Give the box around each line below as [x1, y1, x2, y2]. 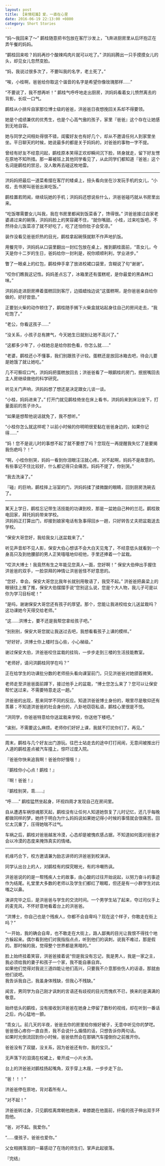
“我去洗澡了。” [5, 474, 33, 480]
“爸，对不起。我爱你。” [5, 1124, 50, 1130]
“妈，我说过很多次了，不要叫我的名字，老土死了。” [5, 69, 106, 75]
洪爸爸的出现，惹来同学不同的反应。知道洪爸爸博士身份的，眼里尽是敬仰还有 [5, 697, 160, 704]
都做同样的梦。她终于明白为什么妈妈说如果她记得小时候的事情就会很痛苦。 [5, 815, 156, 821]
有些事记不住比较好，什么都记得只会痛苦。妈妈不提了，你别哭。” [5, 463, 134, 469]
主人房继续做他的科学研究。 [5, 376, 61, 382]
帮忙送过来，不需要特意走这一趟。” [5, 687, 74, 693]
